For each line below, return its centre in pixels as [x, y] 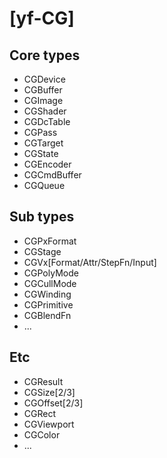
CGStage [42, 251]
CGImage [43, 100]
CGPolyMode [51, 273]
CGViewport [49, 424]
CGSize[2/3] [49, 392]
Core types [45, 55]
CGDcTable [47, 121]
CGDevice [44, 79]
